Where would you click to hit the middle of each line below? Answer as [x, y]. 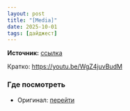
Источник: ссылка [35, 53]
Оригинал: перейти [46, 100]
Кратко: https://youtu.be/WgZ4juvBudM [65, 66]
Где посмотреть [36, 84]
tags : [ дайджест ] [32, 33]
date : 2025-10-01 [32, 27]
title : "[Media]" [32, 20]
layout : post [26, 14]
